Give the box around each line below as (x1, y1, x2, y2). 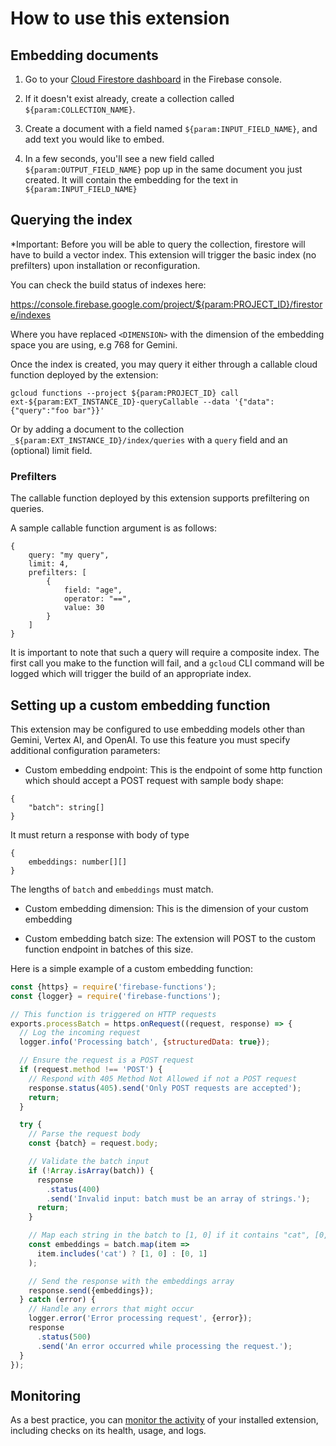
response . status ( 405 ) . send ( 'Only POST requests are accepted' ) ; (28, 1083, 302, 1093)
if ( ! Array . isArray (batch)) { (28, 1165, 155, 1176)
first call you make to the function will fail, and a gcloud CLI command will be (10, 657, 325, 669)
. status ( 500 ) (36, 1332, 92, 1342)
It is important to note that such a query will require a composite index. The (10, 647, 320, 659)
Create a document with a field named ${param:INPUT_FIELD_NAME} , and (24, 123, 318, 134)
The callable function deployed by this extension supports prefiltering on (10, 492, 310, 504)
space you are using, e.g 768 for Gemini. (10, 338, 178, 351)
